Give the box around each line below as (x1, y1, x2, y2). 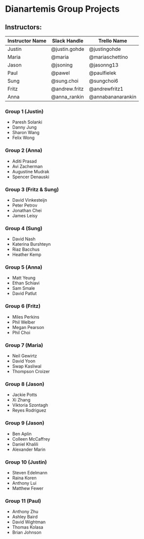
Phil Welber (12, 319, 36, 325)
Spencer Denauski (12, 174, 50, 180)
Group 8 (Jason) (5, 381, 45, 387)
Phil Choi (12, 329, 31, 335)
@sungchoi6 (89, 77, 119, 84)
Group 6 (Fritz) (5, 303, 41, 309)
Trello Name (98, 38, 127, 44)
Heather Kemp (12, 252, 41, 258)
